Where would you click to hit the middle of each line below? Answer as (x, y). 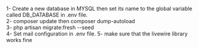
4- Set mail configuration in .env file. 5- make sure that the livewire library (97, 34)
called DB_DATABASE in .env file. (47, 15)
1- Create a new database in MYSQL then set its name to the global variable (99, 9)
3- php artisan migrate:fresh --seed (50, 27)
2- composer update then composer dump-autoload (71, 21)
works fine (19, 40)
